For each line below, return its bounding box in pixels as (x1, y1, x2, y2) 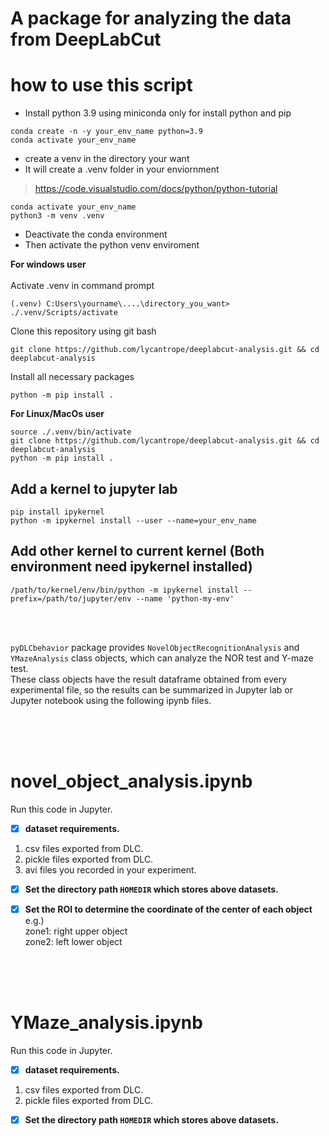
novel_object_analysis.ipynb (10, 770, 253, 792)
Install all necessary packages (10, 371, 135, 383)
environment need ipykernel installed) (10, 558, 253, 576)
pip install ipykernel (10, 507, 105, 517)
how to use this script (10, 74, 193, 97)
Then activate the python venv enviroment (24, 239, 200, 251)
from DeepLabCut (10, 28, 162, 51)
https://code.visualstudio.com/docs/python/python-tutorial (34, 183, 278, 195)
